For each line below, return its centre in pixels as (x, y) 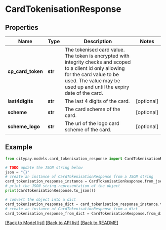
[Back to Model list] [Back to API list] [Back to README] (62, 223)
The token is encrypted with (97, 56)
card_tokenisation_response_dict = (42, 204)
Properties (22, 28)
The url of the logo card (92, 123)
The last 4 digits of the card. (97, 101)
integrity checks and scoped (98, 62)
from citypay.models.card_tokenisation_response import (64, 159)
